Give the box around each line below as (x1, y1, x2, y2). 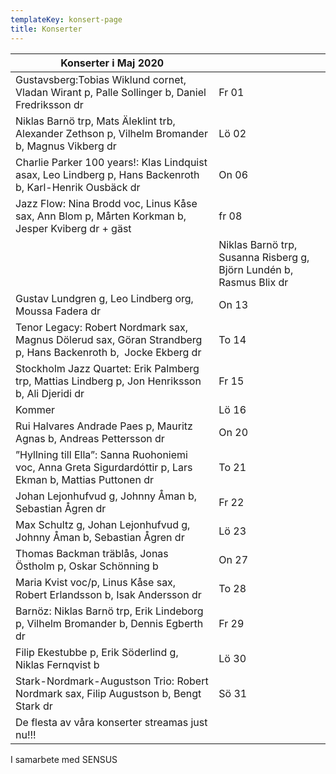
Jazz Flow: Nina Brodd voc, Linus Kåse (15, 196, 198, 210)
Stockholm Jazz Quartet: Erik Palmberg (15, 361, 200, 375)
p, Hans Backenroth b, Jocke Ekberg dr (15, 345, 202, 359)
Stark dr (15, 699, 53, 713)
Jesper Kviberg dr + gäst (15, 221, 132, 235)
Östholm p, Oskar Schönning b (15, 559, 159, 573)
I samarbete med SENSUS (10, 753, 118, 765)
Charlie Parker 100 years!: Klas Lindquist (15, 155, 208, 169)
